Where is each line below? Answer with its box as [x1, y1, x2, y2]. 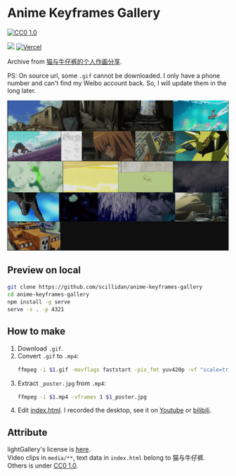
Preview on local [7, 264, 81, 276]
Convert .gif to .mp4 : [17, 351, 79, 360]
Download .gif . [17, 344, 63, 353]
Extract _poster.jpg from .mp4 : [17, 379, 107, 387]
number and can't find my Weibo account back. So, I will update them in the [7, 79, 227, 87]
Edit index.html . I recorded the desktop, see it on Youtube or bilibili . [17, 406, 212, 415]
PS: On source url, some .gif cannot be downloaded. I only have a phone [7, 71, 221, 80]
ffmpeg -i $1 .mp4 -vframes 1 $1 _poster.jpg [17, 393, 147, 401]
